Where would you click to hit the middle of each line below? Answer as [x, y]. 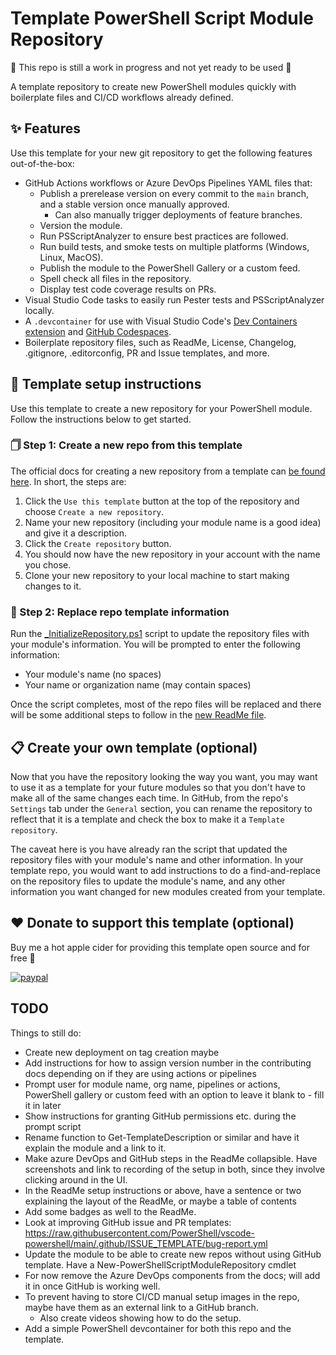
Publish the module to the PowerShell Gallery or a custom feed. [170, 268]
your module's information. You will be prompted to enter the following [155, 644]
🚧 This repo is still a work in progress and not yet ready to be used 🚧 [151, 67]
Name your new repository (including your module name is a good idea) [173, 522]
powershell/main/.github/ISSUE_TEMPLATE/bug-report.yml [146, 1243]
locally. [39, 310]
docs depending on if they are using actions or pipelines [140, 1073]
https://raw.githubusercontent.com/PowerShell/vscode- [140, 1233]
